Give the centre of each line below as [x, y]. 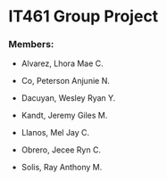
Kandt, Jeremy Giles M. [64, 115]
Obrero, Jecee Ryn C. [61, 150]
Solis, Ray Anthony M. [62, 168]
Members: [31, 45]
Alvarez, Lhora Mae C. [62, 63]
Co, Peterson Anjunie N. [66, 81]
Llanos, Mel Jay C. [55, 133]
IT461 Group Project [83, 16]
